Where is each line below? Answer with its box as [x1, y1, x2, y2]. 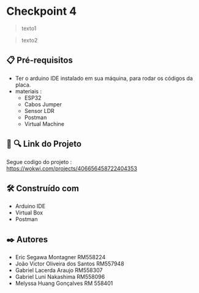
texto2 [21, 36, 38, 44]
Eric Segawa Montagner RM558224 [15, 254, 106, 261]
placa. [15, 81, 31, 88]
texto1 [21, 25, 37, 32]
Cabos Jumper [24, 100, 62, 108]
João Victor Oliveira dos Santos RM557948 [15, 260, 124, 268]
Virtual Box [15, 209, 43, 216]
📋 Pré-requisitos [6, 55, 73, 66]
